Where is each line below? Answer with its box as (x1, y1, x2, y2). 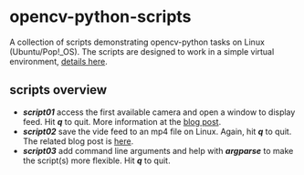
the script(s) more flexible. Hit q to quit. (22, 155, 171, 166)
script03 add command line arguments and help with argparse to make (22, 145, 294, 156)
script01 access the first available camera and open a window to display (22, 107, 296, 118)
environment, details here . (9, 56, 108, 67)
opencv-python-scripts (9, 6, 192, 27)
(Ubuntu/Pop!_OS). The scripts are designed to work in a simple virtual (9, 46, 275, 57)
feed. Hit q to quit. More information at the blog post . (22, 116, 222, 127)
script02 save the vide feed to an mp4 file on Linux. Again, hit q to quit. (22, 126, 292, 137)
